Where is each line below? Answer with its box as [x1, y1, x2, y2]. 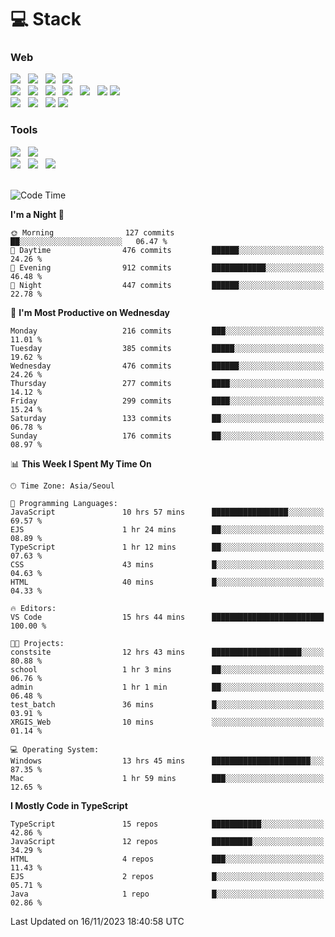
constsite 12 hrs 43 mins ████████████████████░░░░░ [10, 647, 325, 657]
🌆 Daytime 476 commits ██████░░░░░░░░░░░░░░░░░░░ [10, 245, 325, 255]
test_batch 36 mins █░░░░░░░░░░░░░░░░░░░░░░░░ [10, 699, 325, 710]
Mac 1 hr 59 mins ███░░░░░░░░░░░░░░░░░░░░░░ [10, 773, 325, 783]
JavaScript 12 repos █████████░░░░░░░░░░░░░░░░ [10, 836, 325, 846]
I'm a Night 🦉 [10, 208, 65, 220]
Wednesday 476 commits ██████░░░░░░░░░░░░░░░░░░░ [10, 361, 325, 371]
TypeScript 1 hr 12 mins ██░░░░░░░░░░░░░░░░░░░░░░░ [10, 542, 325, 552]
